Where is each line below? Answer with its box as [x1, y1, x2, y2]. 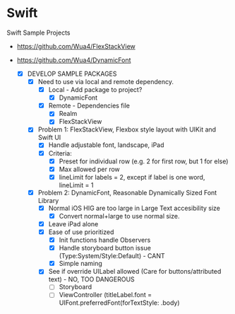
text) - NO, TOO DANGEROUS [48, 275, 135, 284]
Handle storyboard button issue [59, 244, 151, 252]
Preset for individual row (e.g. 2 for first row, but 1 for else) [59, 157, 229, 165]
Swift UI [37, 133, 61, 142]
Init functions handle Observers [59, 235, 151, 245]
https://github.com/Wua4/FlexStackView [16, 42, 135, 50]
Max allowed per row [59, 165, 121, 173]
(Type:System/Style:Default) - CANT [59, 252, 165, 260]
